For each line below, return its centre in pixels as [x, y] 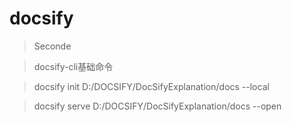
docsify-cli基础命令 [73, 66]
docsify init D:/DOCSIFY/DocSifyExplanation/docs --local [151, 86]
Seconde [52, 46]
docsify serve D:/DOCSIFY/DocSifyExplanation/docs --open [157, 106]
